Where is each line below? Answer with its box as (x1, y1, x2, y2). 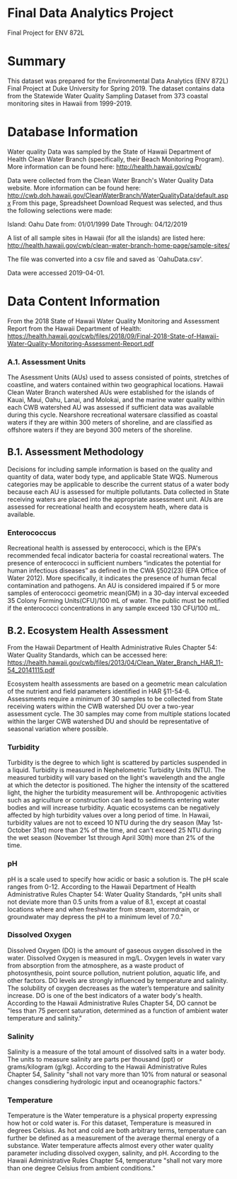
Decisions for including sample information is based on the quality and (7, 465, 213, 473)
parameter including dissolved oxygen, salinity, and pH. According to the (7, 1149, 219, 1158)
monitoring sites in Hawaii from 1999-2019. (7, 99, 132, 108)
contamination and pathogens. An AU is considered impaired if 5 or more (7, 582, 221, 590)
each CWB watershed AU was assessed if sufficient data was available (7, 403, 214, 412)
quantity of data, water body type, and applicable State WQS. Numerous (7, 472, 219, 481)
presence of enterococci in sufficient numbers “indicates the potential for (7, 559, 221, 568)
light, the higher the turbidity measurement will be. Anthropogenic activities (7, 788, 227, 797)
